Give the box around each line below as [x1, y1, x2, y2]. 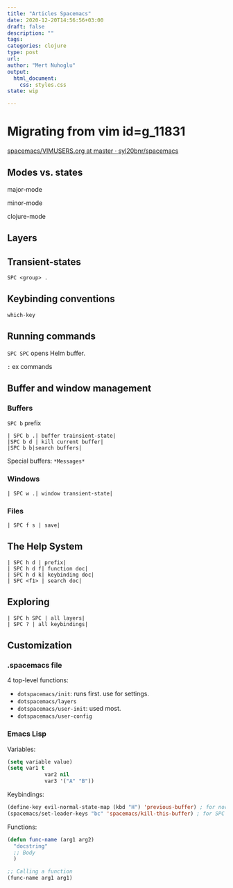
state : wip [7, 88, 39, 94]
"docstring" [13, 842, 49, 850]
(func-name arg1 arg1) [7, 875, 73, 882]
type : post [7, 49, 39, 56]
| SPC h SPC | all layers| [7, 614, 85, 622]
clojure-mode [7, 212, 46, 220]
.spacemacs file [7, 660, 62, 670]
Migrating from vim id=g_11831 [7, 124, 186, 140]
